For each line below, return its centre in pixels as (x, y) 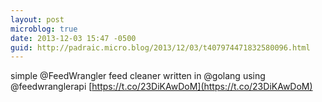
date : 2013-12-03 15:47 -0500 (73, 38)
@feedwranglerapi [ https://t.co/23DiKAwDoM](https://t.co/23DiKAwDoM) (161, 87)
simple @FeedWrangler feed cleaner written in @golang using (138, 76)
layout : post (37, 19)
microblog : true (44, 29)
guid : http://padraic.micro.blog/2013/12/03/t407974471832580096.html (160, 47)
